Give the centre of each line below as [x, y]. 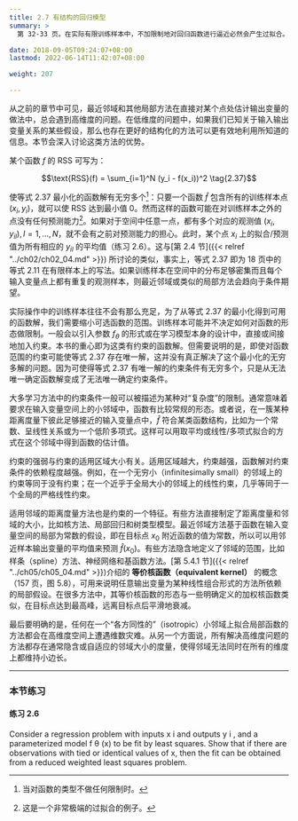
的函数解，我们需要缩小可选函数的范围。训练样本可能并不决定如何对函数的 [145, 322]
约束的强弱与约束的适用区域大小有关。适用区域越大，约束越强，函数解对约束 [149, 462]
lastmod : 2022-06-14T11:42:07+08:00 [77, 59]
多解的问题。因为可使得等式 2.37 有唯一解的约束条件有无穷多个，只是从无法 [148, 368]
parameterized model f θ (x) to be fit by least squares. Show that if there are [148, 744]
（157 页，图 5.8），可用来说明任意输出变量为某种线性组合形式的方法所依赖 [145, 583]
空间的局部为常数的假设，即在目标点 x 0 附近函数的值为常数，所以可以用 [147, 537]
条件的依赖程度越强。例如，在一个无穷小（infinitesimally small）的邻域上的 [146, 472]
